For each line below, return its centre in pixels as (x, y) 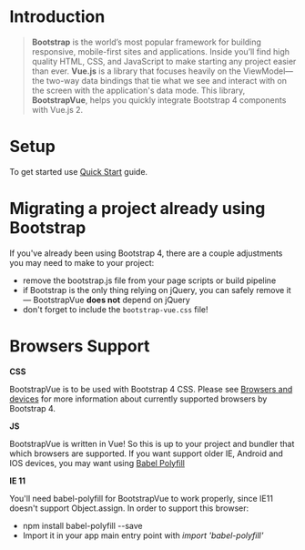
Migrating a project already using (137, 209)
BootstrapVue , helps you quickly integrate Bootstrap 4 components (159, 100)
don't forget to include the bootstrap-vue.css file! (115, 309)
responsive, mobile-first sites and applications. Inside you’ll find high (160, 51)
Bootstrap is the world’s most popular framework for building (147, 42)
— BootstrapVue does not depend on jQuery (107, 300)
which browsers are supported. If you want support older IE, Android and (147, 453)
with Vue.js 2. (57, 109)
